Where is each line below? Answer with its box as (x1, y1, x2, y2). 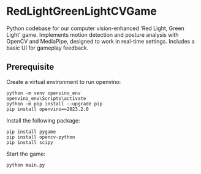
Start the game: (6, 150, 46, 157)
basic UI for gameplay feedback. (6, 44, 89, 51)
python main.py (6, 162, 45, 168)
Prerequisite (6, 62, 55, 72)
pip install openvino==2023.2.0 (6, 106, 89, 112)
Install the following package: (6, 116, 81, 124)
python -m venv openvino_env (6, 90, 81, 96)
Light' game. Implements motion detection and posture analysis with (6, 31, 179, 38)
